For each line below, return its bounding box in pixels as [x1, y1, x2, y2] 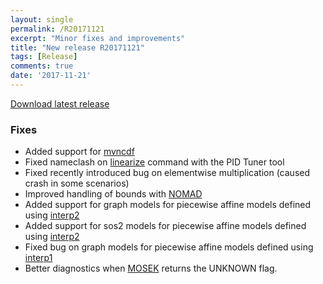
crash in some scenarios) [24, 177, 130, 190]
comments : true [10, 61, 74, 71]
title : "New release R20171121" [10, 42, 145, 53]
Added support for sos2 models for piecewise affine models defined [24, 220, 307, 232]
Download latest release [10, 97, 110, 110]
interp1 [24, 252, 53, 264]
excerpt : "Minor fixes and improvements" [10, 33, 186, 43]
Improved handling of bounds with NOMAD [24, 188, 203, 200]
